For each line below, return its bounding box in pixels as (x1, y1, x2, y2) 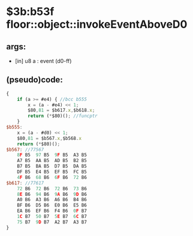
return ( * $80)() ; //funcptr (28, 113, 98, 119)
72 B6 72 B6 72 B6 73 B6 (17, 186, 87, 192)
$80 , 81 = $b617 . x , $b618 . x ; (28, 107, 95, 113)
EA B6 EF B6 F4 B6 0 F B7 (17, 208, 87, 214)
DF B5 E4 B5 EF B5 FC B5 (17, 169, 87, 175)
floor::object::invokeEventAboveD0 (6, 17, 188, 31)
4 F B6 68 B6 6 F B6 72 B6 (17, 174, 87, 180)
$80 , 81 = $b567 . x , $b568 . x (17, 135, 82, 141)
